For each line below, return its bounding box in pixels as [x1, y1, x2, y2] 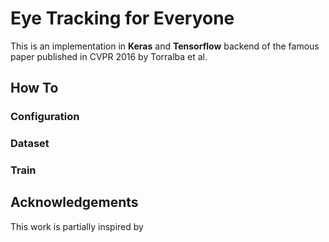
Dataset [10, 137, 50, 151]
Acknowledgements [10, 194, 139, 211]
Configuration [10, 110, 80, 124]
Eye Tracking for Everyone [10, 7, 235, 30]
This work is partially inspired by [10, 220, 144, 232]
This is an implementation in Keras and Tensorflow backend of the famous [10, 40, 320, 52]
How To [10, 80, 59, 97]
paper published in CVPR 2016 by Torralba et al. [10, 50, 208, 62]
